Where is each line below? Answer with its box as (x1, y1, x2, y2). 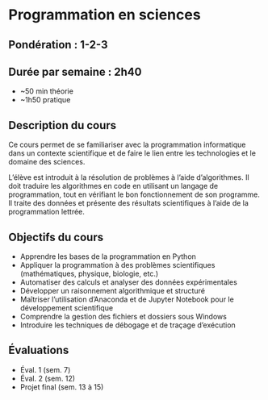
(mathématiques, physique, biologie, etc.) (19, 269, 159, 279)
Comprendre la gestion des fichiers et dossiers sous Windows (19, 312, 228, 322)
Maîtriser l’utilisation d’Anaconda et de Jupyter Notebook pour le (19, 294, 234, 304)
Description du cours (8, 119, 117, 132)
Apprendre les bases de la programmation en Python (19, 252, 196, 261)
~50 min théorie (19, 86, 74, 96)
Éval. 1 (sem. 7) (19, 365, 71, 374)
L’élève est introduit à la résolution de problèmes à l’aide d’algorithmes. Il (8, 173, 249, 182)
